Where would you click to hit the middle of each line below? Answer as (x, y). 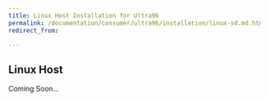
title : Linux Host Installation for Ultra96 (84, 16)
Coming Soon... (34, 89)
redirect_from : (34, 30)
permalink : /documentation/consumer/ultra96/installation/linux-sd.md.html (137, 23)
